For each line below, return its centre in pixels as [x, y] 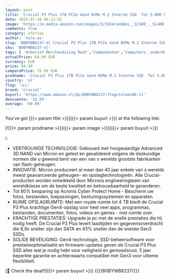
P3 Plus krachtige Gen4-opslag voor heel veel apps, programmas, [81, 207]
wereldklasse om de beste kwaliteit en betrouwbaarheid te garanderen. [87, 186]
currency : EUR [20, 62]
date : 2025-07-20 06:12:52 [34, 19]
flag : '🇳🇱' [18, 85]
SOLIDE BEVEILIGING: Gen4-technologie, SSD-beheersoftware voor [84, 240]
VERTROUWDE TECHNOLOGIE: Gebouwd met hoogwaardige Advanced [88, 148]
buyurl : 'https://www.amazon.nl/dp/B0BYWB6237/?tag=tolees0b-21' [75, 95]
